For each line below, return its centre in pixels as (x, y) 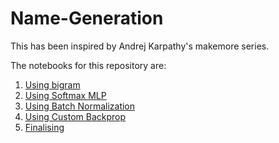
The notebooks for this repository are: (88, 65)
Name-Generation (87, 18)
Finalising (44, 127)
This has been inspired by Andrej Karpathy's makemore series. (140, 46)
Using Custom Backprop (75, 116)
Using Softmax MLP (65, 95)
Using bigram (52, 84)
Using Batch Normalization (80, 106)
